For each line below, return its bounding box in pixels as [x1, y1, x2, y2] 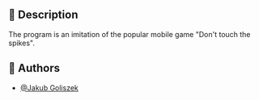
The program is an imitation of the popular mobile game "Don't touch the [8, 29, 251, 39]
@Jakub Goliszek [19, 82, 79, 93]
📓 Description [8, 8, 79, 22]
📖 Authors [8, 61, 61, 75]
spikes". [8, 38, 35, 48]
